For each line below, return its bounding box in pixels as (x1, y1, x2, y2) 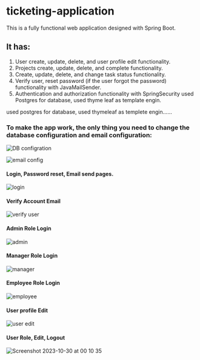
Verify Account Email (6, 197, 61, 205)
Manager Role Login (6, 252, 58, 260)
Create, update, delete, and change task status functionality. (15, 71, 167, 78)
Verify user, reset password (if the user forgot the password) (15, 77, 167, 84)
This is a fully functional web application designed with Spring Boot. (6, 24, 176, 31)
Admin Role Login (6, 225, 52, 232)
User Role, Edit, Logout (6, 334, 65, 341)
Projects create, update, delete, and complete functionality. (15, 64, 164, 71)
